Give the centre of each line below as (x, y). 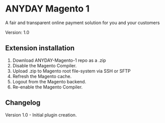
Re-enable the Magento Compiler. (48, 87)
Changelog (23, 103)
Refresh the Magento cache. (42, 76)
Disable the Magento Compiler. (45, 65)
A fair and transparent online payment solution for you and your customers (82, 23)
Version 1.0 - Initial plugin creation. (41, 115)
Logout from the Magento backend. (49, 81)
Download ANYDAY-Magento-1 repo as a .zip (59, 60)
